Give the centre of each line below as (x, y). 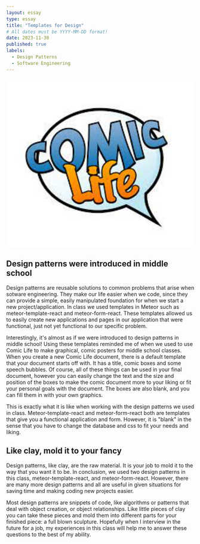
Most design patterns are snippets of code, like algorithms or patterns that (98, 502)
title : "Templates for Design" (45, 25)
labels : (16, 51)
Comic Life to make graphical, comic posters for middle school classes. (94, 350)
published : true (26, 44)
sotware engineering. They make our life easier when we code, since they (97, 294)
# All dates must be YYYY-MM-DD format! (57, 32)
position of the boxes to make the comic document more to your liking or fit (99, 382)
